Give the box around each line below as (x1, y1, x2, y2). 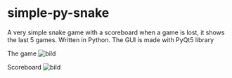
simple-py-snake (7, 5, 110, 21)
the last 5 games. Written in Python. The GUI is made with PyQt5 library (7, 35, 214, 44)
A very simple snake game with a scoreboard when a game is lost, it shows (7, 28, 225, 37)
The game (7, 49, 37, 58)
